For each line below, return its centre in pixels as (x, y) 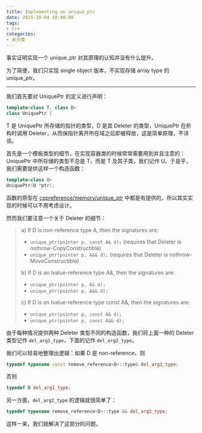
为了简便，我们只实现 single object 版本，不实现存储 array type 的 (88, 70)
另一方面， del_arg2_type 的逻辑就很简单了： (62, 400)
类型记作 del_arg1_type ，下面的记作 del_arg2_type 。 (72, 340)
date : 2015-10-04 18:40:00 (40, 17)
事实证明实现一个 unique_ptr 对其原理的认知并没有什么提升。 (82, 57)
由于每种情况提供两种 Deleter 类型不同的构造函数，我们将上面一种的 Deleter (100, 333)
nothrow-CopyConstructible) (66, 248)
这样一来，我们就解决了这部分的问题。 (54, 424)
